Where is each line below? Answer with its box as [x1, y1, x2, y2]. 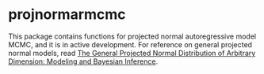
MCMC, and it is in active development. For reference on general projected [8, 39, 252, 49]
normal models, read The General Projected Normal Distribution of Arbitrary [8, 48, 256, 57]
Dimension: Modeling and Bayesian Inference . [8, 57, 159, 66]
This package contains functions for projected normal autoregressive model [8, 31, 256, 41]
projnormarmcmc [8, 6, 126, 24]
